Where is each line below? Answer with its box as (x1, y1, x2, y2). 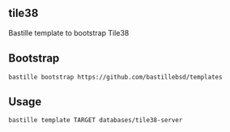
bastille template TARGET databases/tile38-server (8, 117, 183, 125)
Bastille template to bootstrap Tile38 (8, 28, 130, 37)
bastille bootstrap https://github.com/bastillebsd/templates (8, 73, 223, 81)
